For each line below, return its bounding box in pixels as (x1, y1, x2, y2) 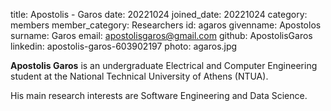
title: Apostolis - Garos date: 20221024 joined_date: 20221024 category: (10, 9, 308, 20)
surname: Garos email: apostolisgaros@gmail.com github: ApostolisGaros (10, 30, 313, 41)
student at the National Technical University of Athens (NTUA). (10, 70, 269, 82)
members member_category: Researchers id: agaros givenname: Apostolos (10, 19, 322, 31)
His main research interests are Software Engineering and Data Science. (10, 90, 308, 101)
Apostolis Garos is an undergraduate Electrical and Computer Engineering (10, 60, 318, 71)
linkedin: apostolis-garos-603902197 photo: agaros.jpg (10, 40, 238, 52)
